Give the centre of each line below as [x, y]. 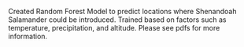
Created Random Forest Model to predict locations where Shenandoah [122, 11]
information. [28, 36]
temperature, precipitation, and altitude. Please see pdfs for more [114, 28]
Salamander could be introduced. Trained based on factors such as [117, 20]
